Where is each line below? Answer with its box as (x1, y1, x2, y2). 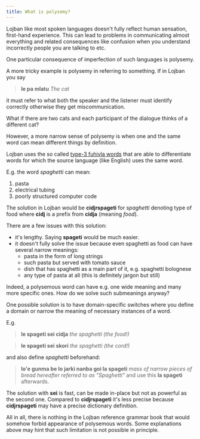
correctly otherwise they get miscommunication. (6, 103, 125, 110)
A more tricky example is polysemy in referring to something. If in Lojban (6, 67, 185, 75)
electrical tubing (14, 186, 55, 193)
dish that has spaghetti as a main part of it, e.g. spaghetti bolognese (23, 265, 192, 272)
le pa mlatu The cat (20, 85, 70, 92)
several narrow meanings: (14, 246, 79, 253)
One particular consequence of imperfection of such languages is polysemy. (6, 55, 195, 63)
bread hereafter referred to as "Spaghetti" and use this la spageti (20, 371, 183, 379)
